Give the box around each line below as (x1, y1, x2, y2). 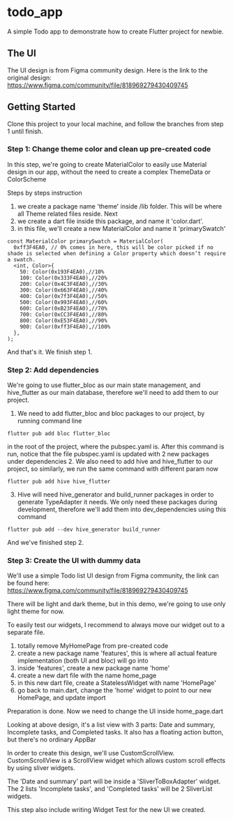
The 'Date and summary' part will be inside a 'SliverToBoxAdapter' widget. (7, 777, 221, 785)
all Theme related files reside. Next (17, 209, 118, 218)
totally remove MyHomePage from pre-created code (17, 642, 169, 650)
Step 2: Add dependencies (7, 365, 99, 375)
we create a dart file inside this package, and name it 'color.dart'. (17, 217, 204, 225)
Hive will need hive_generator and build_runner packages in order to (17, 490, 214, 499)
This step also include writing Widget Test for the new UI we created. (7, 806, 206, 814)
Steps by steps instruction (7, 188, 82, 197)
